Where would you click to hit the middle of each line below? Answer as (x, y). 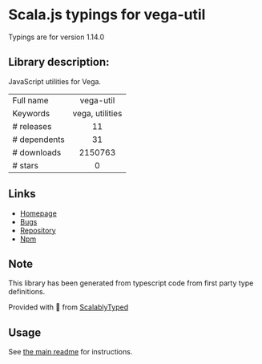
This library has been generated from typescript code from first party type (131, 283)
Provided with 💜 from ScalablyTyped (69, 307)
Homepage (38, 213)
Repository (38, 230)
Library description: (59, 62)
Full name (31, 100)
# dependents (39, 140)
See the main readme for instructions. (71, 352)
